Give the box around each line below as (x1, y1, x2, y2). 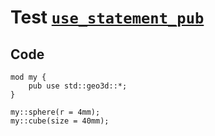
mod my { (10, 72, 47, 82)
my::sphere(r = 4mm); (10, 107, 101, 117)
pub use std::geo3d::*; (28, 81, 128, 91)
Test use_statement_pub (10, 6, 205, 29)
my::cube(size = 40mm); (10, 116, 110, 126)
